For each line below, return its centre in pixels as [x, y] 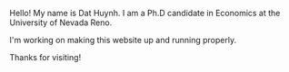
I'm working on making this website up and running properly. [123, 40]
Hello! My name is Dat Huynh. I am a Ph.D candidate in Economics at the [145, 13]
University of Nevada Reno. [61, 22]
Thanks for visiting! [45, 57]
